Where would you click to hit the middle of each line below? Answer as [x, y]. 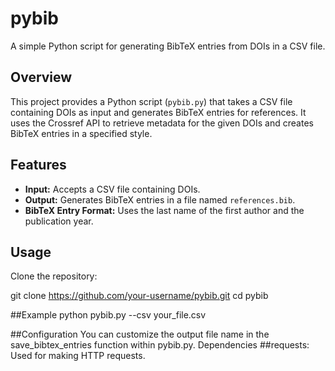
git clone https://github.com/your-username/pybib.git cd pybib [139, 296]
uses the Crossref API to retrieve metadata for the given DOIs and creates [162, 123]
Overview [41, 77]
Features [38, 165]
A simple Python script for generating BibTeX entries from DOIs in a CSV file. [168, 46]
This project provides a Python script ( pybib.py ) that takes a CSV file [151, 101]
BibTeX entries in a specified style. [81, 133]
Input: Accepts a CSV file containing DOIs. [112, 189]
